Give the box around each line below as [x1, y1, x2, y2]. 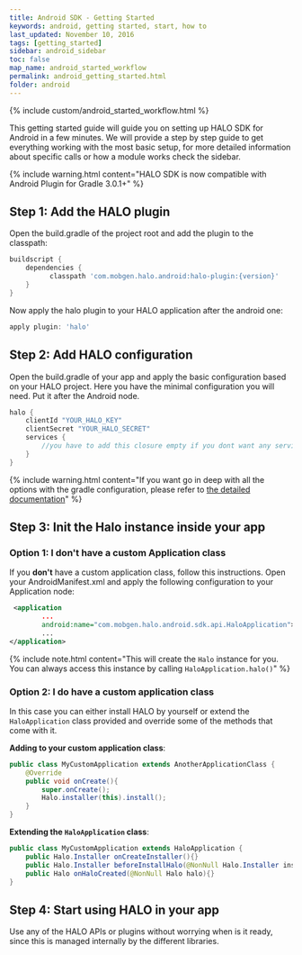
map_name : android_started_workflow [9, 64, 147, 73]
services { [25, 433, 67, 442]
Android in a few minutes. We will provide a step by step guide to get [9, 132, 263, 142]
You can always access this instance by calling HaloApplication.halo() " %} [9, 663, 290, 674]
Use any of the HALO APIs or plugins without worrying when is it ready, [9, 926, 273, 937]
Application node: [9, 587, 75, 597]
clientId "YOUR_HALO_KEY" [25, 416, 123, 425]
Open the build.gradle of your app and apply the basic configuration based [9, 371, 287, 382]
